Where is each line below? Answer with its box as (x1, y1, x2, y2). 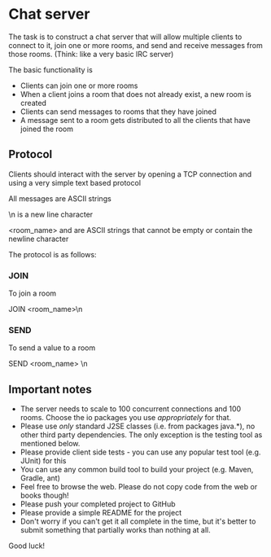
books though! (20, 490, 69, 501)
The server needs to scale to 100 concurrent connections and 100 (20, 404, 242, 414)
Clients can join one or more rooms (20, 81, 138, 90)
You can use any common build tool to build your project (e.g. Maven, (20, 465, 254, 475)
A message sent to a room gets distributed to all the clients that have (20, 115, 251, 125)
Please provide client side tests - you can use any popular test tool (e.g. (20, 447, 261, 457)
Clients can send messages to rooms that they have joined (20, 107, 217, 116)
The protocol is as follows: (8, 249, 97, 259)
